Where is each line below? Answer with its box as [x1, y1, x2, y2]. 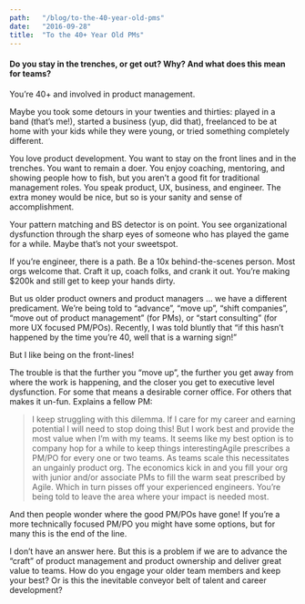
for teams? [9, 67, 52, 78]
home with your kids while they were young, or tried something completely [9, 125, 290, 137]
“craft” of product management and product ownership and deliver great [9, 555, 282, 566]
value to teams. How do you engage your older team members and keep [9, 565, 280, 576]
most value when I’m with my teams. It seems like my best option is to [31, 433, 294, 444]
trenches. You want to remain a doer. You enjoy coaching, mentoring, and [9, 162, 285, 173]
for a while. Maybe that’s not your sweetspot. [9, 238, 178, 249]
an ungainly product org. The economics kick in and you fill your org [31, 462, 289, 473]
